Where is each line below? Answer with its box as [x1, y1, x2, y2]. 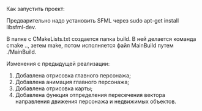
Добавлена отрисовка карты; [15, 85, 93, 92]
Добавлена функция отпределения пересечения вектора [15, 91, 165, 98]
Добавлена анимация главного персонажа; [15, 79, 130, 85]
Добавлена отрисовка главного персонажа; [15, 72, 132, 79]
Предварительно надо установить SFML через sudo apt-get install [6, 17, 179, 24]
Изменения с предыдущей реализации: [6, 60, 110, 67]
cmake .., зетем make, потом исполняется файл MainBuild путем [6, 42, 174, 49]
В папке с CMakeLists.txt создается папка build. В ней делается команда [6, 35, 196, 42]
